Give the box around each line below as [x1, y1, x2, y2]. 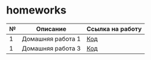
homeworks [6, 4, 67, 17]
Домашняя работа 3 [21, 44, 81, 52]
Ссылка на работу [86, 25, 142, 33]
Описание [36, 25, 67, 33]
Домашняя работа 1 [21, 35, 81, 43]
